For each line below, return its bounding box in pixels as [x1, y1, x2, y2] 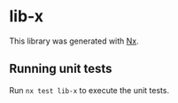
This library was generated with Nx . [9, 36, 139, 46]
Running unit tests [9, 61, 112, 76]
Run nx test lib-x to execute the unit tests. [9, 84, 170, 95]
